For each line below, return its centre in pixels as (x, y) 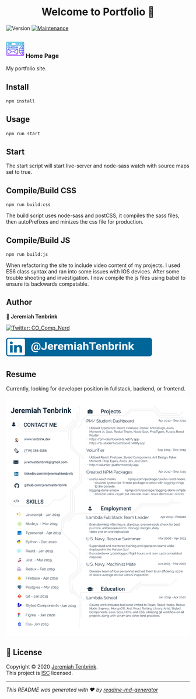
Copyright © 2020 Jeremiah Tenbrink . (52, 666)
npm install (20, 101)
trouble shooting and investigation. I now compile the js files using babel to (96, 278)
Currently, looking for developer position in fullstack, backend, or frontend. (96, 388)
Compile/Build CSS (41, 191)
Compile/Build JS (38, 240)
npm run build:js (27, 255)
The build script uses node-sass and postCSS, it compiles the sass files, (93, 215)
